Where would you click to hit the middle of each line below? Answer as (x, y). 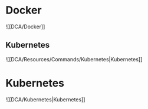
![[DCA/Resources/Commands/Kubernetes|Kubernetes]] (74, 59)
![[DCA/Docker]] (25, 27)
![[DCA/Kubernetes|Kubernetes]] (45, 99)
